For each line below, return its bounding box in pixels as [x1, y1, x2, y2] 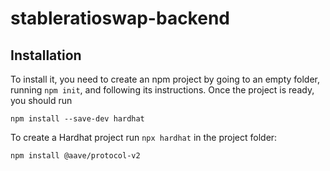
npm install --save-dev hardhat [10, 114, 145, 124]
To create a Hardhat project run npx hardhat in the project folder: [10, 132, 278, 143]
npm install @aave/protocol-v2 [10, 151, 141, 161]
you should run [10, 95, 73, 106]
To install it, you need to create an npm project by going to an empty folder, [10, 73, 321, 85]
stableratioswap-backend [10, 7, 230, 30]
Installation [10, 47, 82, 64]
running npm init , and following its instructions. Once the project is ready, [10, 84, 315, 96]
